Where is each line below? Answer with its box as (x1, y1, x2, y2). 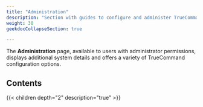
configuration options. (6, 60, 62, 68)
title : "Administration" (6, 8, 69, 15)
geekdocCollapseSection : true (6, 25, 83, 32)
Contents (6, 78, 42, 88)
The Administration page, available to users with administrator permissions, (6, 48, 196, 55)
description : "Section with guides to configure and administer (6, 15, 172, 21)
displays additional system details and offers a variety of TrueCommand (6, 54, 185, 61)
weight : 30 (6, 20, 34, 26)
